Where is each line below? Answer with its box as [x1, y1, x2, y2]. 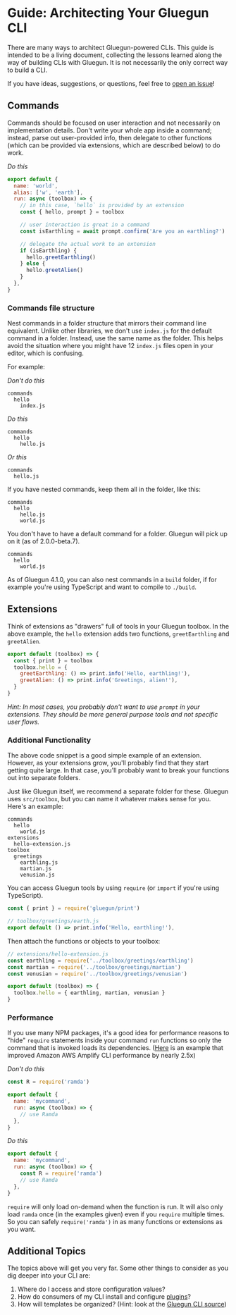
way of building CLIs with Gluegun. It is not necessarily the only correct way [7, 58, 228, 66]
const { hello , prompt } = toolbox [20, 209, 125, 216]
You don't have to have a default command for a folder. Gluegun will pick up [7, 530, 228, 538]
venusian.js [20, 872, 55, 879]
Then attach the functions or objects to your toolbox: [7, 937, 161, 945]
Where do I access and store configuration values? [17, 1285, 166, 1294]
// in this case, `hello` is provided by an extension [20, 202, 185, 209]
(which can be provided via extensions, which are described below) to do [7, 141, 221, 149]
